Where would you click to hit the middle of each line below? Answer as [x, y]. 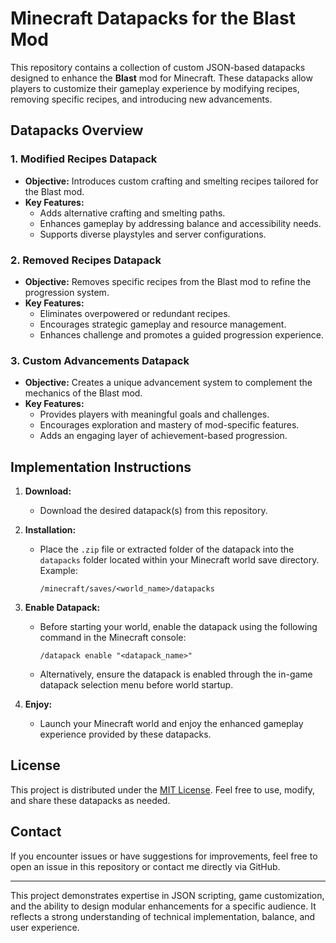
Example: [58, 571]
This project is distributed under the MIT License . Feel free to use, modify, [163, 789]
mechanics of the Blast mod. [83, 393]
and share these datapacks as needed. [90, 800]
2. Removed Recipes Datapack [86, 260]
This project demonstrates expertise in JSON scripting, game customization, [167, 895]
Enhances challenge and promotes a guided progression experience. [181, 334]
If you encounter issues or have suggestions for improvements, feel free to [164, 856]
